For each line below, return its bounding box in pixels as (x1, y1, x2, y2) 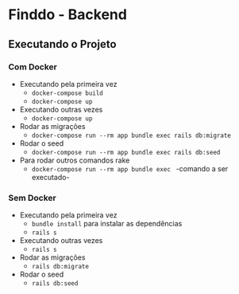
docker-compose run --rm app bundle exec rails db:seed (31, 148, 221, 156)
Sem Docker (8, 192, 57, 203)
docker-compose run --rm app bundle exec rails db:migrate (31, 131, 232, 139)
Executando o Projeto (8, 37, 117, 51)
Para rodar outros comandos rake (19, 155, 130, 165)
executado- (31, 172, 70, 182)
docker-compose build (31, 89, 103, 97)
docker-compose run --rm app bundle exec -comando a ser (31, 163, 229, 173)
